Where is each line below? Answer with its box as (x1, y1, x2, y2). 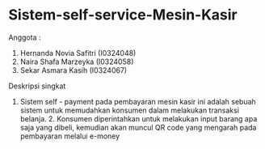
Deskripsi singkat (8, 81, 66, 91)
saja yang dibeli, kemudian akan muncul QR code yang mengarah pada (19, 122, 257, 132)
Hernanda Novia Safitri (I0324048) (19, 48, 137, 57)
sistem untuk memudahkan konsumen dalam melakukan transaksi (19, 105, 240, 115)
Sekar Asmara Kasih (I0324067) (19, 65, 128, 74)
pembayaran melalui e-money (19, 131, 120, 141)
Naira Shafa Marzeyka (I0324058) (19, 57, 134, 66)
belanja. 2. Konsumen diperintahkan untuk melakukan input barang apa (19, 113, 258, 123)
